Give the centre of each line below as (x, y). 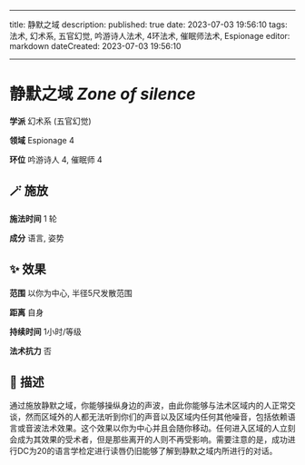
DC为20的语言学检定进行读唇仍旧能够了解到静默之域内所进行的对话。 (147, 451)
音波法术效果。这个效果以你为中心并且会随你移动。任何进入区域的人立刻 (160, 429)
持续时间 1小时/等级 (45, 331)
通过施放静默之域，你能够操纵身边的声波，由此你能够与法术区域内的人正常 (148, 406)
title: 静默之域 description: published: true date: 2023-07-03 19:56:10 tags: (148, 25)
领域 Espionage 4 (42, 140)
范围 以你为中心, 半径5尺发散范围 (71, 292)
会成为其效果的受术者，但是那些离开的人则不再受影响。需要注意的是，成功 (148, 440)
